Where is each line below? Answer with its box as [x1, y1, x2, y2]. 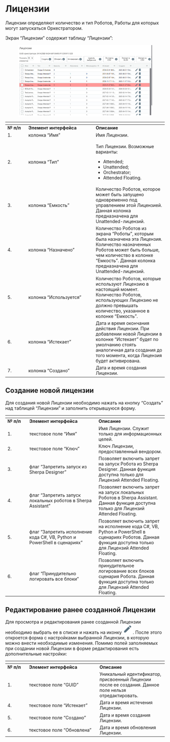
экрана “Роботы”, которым [96, 231, 154, 237]
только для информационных [98, 430, 162, 437]
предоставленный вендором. [98, 448, 162, 454]
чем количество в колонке [96, 252, 153, 258]
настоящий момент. [96, 286, 139, 292]
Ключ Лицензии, [98, 443, 134, 449]
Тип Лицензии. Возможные [96, 143, 154, 149]
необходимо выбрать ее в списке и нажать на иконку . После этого [5, 629, 162, 635]
